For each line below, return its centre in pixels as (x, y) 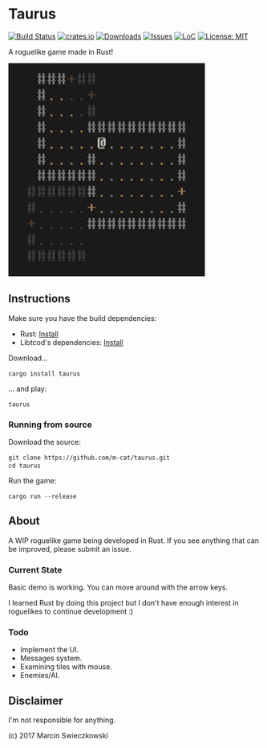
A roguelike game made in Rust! (61, 51)
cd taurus (25, 466)
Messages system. (51, 658)
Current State (35, 569)
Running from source (50, 425)
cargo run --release (43, 497)
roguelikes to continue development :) (71, 611)
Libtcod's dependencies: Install (71, 342)
